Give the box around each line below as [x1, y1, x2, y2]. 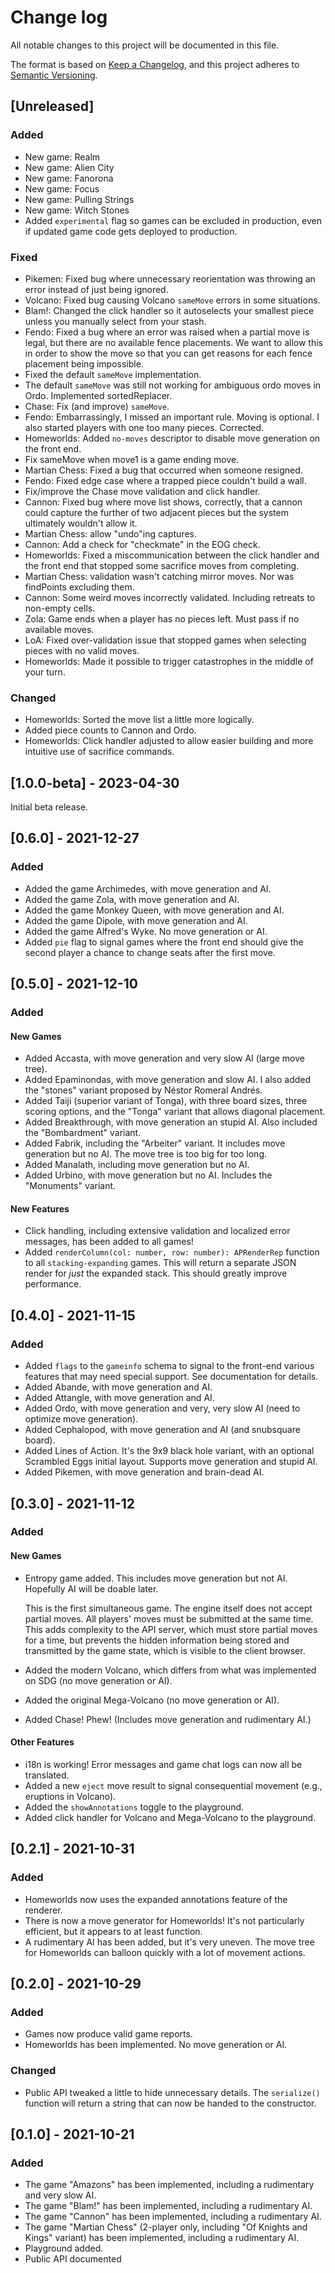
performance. [24, 1278, 82, 1290]
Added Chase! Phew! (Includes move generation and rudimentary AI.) [24, 1713, 312, 1725]
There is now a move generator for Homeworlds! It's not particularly [24, 1914, 305, 1926]
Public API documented [24, 2253, 122, 2265]
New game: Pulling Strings [24, 193, 135, 205]
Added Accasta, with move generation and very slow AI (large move [24, 1052, 305, 1065]
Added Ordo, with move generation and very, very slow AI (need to [24, 1402, 301, 1415]
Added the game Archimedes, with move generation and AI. [24, 882, 272, 895]
